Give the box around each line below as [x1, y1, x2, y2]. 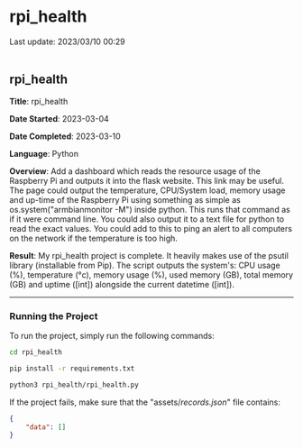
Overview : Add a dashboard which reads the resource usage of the [9, 165, 262, 177]
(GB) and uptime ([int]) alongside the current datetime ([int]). [9, 279, 234, 289]
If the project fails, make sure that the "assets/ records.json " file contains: [9, 397, 281, 407]
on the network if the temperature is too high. [9, 233, 179, 243]
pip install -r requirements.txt [9, 363, 135, 373]
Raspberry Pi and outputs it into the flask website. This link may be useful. [9, 175, 284, 186]
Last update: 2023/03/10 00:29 [9, 36, 126, 47]
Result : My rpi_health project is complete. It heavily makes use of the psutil [9, 250, 289, 261]
